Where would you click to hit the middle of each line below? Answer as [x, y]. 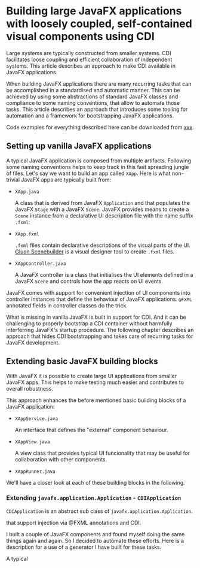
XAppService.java [36, 419]
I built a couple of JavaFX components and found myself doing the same [96, 534]
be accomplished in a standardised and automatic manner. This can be [93, 90]
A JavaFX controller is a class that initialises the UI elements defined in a [104, 274]
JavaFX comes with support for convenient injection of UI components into [99, 292]
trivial [13, 179]
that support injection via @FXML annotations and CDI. [74, 522]
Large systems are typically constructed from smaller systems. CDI [89, 53]
